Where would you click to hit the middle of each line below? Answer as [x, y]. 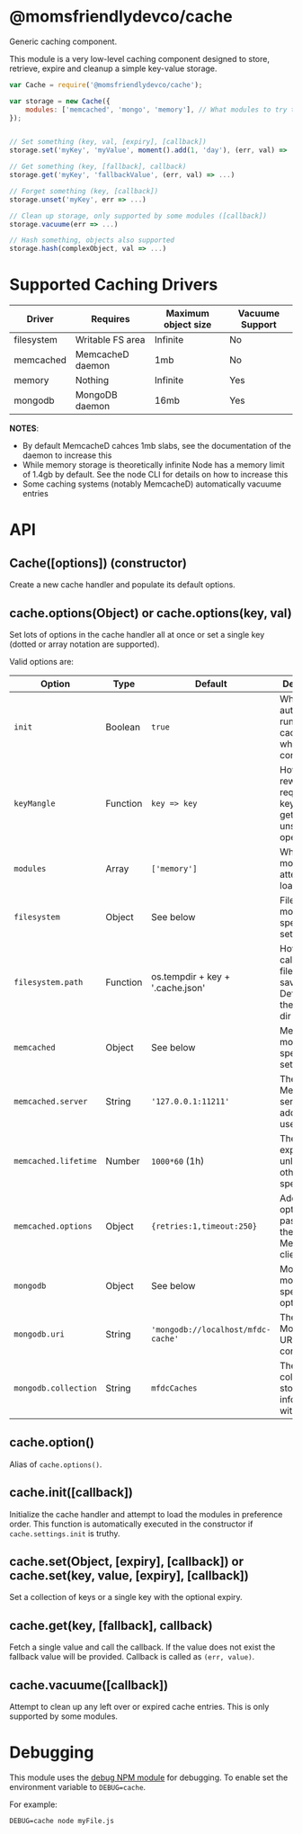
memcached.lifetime [55, 1161]
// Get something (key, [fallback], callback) [98, 167]
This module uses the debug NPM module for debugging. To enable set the [149, 1777]
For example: [34, 1804]
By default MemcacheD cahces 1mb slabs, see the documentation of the [157, 446]
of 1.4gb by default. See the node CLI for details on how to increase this [155, 475]
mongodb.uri [40, 1334]
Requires [111, 319]
